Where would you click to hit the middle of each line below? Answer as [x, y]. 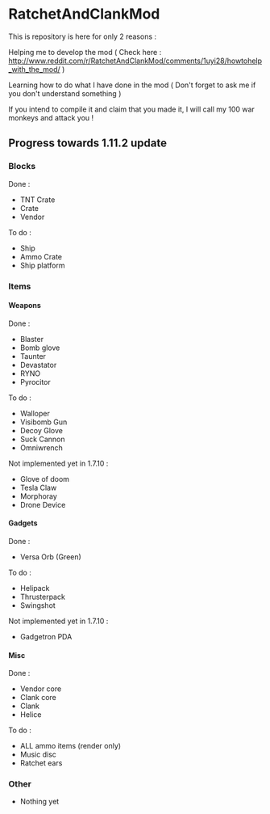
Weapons [25, 306]
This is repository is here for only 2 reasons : [83, 36]
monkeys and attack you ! [51, 117]
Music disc [38, 755]
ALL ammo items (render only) [71, 746]
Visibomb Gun [44, 422]
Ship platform [42, 265]
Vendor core [41, 689]
